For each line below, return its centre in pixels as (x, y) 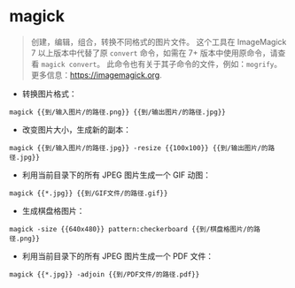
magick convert (69, 64)
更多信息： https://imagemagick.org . (96, 75)
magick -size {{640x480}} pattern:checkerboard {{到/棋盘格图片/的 (132, 229)
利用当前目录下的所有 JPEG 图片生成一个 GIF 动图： (116, 175)
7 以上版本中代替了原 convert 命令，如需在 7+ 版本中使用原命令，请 (154, 53)
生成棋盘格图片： (53, 210)
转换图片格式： (49, 94)
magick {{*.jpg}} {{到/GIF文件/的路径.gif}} (89, 193)
